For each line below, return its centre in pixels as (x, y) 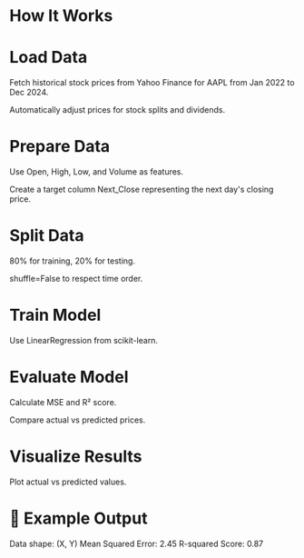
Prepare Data (60, 147)
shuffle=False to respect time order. (76, 279)
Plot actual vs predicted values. (68, 482)
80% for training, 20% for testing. (73, 261)
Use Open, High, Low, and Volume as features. (97, 172)
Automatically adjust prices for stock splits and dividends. (117, 110)
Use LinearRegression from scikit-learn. (84, 340)
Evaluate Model (69, 377)
